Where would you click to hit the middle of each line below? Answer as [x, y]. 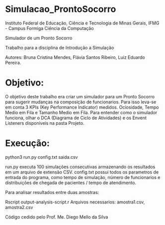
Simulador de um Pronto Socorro [39, 38]
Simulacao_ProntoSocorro [61, 9]
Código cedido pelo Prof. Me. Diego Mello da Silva [57, 217]
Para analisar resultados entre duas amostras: [52, 192]
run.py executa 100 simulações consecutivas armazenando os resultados [80, 167]
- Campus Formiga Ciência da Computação [49, 28]
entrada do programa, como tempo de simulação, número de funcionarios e [83, 177]
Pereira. [13, 62]
